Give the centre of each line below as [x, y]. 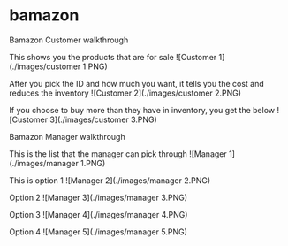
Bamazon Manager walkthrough [67, 136]
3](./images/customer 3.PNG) [103, 119]
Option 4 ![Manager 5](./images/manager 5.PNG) [99, 232]
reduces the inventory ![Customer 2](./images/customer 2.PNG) [125, 93]
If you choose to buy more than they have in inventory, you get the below [142, 110]
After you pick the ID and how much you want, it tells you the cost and [137, 83]
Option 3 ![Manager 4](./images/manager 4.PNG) [99, 214]
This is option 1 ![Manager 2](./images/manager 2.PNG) [110, 180]
